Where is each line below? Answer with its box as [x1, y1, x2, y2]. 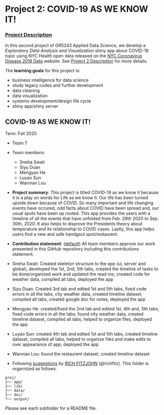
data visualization [12, 93, 48, 99]
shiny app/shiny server [12, 103, 59, 109]
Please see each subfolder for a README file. [5, 405, 97, 411]
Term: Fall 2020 [5, 131, 37, 137]
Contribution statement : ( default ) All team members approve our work [12, 241, 156, 247]
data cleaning [12, 87, 40, 94]
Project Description [5, 31, 52, 38]
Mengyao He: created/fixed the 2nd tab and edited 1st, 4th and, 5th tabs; [12, 306, 160, 312]
